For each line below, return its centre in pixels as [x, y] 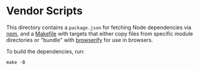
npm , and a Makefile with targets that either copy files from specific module [100, 33]
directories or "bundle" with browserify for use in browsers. [80, 40]
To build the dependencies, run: [46, 51]
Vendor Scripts [44, 11]
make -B [16, 62]
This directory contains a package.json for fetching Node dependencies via [99, 27]
